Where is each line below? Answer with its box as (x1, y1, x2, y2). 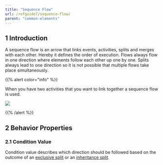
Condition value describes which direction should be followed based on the (5, 149, 157, 155)
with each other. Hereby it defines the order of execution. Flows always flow (5, 52, 158, 58)
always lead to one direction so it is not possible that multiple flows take (5, 62, 149, 68)
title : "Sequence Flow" (5, 7, 54, 12)
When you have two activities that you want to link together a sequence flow (5, 86, 158, 92)
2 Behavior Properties (5, 124, 73, 132)
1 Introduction (5, 34, 48, 42)
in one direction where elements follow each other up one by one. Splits (5, 57, 149, 63)
